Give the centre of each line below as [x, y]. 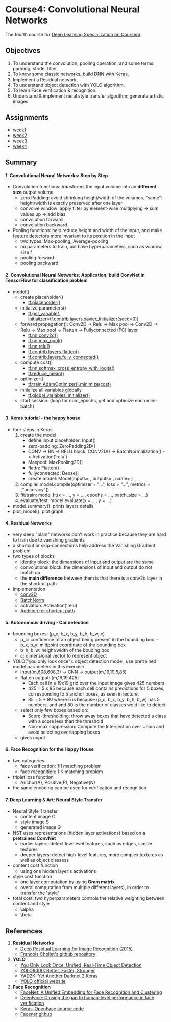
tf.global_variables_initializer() [59, 395]
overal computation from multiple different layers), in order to [84, 888]
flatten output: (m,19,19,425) [50, 677]
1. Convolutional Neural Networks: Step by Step [57, 175]
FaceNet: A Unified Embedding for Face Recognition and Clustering [91, 992]
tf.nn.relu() [39, 346]
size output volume [33, 192]
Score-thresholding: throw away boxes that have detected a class [97, 716]
